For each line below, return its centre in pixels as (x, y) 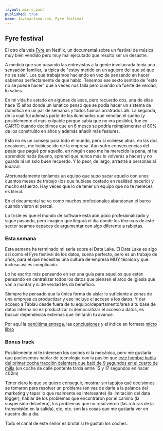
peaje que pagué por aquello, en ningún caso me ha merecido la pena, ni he (81, 151)
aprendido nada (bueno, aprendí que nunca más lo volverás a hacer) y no (79, 156)
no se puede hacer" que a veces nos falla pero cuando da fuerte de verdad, (81, 85)
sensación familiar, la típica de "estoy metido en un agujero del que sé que (80, 70)
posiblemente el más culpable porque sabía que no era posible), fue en (76, 121)
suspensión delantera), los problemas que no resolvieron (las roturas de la (80, 403)
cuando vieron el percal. (29, 206)
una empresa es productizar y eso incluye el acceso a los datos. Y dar (75, 299)
